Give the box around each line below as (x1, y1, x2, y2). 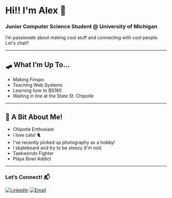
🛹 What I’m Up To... (5, 60, 70, 69)
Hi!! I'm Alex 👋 (5, 5, 67, 16)
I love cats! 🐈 (12, 132, 41, 138)
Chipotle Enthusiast (12, 126, 54, 132)
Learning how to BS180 (12, 87, 62, 94)
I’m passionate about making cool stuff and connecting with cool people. (5, 34, 159, 41)
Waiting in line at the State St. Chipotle (12, 93, 94, 99)
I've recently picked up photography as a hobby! (12, 140, 115, 146)
